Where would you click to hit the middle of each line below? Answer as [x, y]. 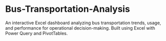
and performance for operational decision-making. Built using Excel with [80, 28]
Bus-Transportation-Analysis [68, 9]
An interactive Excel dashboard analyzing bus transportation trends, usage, [83, 23]
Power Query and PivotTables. [36, 33]
